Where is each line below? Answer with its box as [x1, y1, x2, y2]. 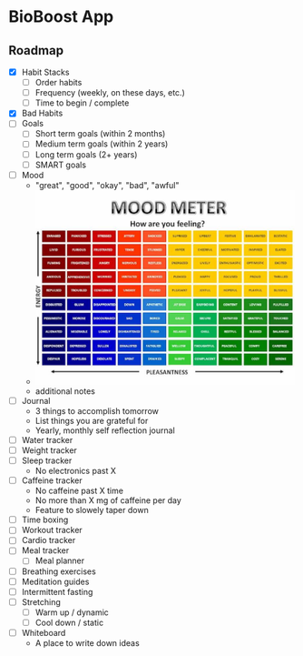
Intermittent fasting [21, 586, 93, 597]
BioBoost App [8, 6, 114, 27]
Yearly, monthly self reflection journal [34, 425, 176, 436]
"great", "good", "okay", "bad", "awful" [34, 179, 180, 190]
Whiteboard [21, 627, 66, 638]
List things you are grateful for [34, 415, 149, 426]
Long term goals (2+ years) [34, 148, 138, 160]
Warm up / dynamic [34, 607, 110, 618]
